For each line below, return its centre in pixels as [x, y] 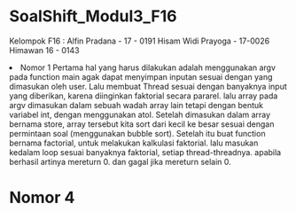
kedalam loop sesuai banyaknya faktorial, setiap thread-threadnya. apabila [145, 152]
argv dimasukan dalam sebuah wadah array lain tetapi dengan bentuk [136, 105]
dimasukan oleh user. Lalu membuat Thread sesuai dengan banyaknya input [148, 86]
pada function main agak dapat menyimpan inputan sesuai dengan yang [141, 76]
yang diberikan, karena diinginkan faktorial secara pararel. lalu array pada [144, 96]
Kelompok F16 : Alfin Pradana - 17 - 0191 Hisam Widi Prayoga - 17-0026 [140, 41]
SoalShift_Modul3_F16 [93, 16]
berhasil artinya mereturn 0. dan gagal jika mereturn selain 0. [121, 161]
